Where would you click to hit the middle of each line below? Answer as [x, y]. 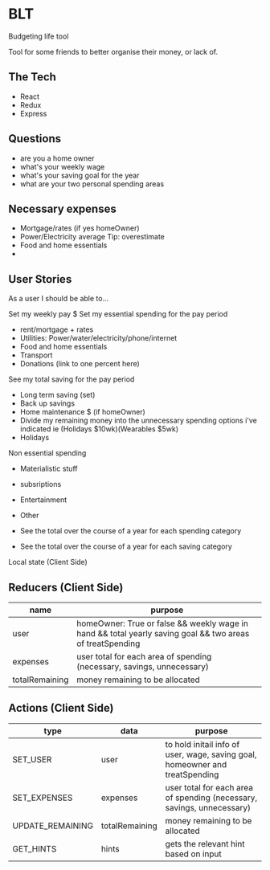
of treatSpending [108, 643]
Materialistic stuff [49, 469]
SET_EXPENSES [43, 798]
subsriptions [41, 484]
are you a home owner [57, 158]
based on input [194, 854]
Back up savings [47, 403]
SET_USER [32, 759]
